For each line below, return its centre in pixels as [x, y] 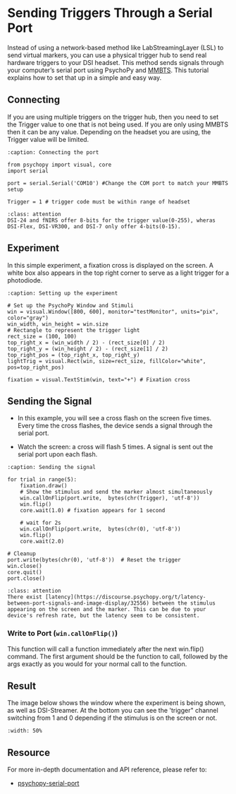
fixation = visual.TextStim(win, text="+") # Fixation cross [99, 379]
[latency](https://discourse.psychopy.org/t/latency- [125, 597]
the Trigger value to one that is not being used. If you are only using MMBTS [118, 124]
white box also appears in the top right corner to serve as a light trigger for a [118, 273]
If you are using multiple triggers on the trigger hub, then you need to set [113, 117]
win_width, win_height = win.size [58, 324]
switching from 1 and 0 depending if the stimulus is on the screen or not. [112, 718]
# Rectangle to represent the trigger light [74, 330]
